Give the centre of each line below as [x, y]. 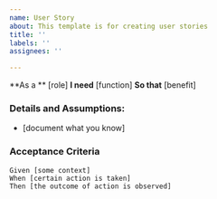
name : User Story [42, 18]
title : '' [28, 34]
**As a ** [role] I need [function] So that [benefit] [103, 85]
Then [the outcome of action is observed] [90, 186]
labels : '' [30, 43]
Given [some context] [50, 170]
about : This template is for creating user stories [108, 26]
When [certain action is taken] [70, 178]
